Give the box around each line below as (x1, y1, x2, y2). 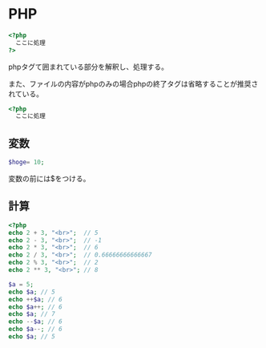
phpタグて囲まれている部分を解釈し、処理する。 (8, 62, 169, 71)
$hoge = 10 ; (8, 158, 45, 167)
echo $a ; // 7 (8, 310, 56, 318)
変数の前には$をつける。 (8, 174, 91, 183)
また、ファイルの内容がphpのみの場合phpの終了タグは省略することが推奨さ (8, 79, 259, 88)
